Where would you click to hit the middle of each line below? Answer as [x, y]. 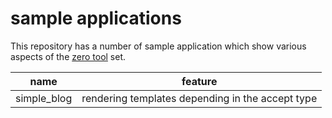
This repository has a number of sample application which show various [158, 46]
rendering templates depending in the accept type [199, 98]
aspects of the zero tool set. [68, 56]
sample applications [96, 18]
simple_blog [44, 98]
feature [199, 81]
